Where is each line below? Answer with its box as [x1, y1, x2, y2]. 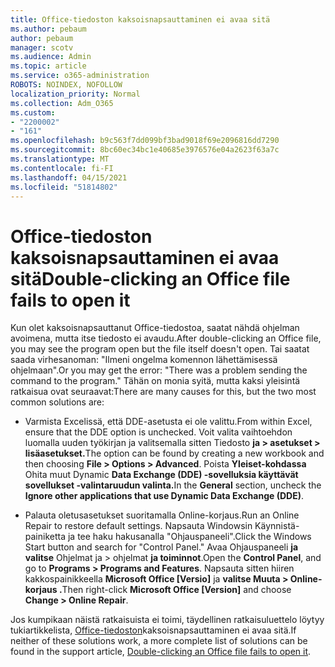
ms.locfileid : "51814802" [10, 182, 118, 192]
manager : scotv [10, 42, 74, 53]
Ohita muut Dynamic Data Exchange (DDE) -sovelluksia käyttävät [24, 469, 299, 481]
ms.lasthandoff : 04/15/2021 [10, 172, 128, 183]
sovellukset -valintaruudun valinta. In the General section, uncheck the [24, 479, 322, 491]
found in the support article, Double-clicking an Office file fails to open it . [10, 646, 312, 658]
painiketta [24, 531, 67, 543]
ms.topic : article [10, 61, 87, 71]
